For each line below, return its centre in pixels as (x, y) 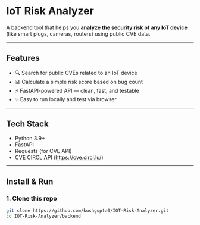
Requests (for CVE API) (43, 151)
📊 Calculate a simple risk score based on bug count (79, 82)
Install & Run (30, 181)
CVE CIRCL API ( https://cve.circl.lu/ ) (59, 157)
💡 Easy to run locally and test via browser (66, 99)
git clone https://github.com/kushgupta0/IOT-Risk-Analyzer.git (87, 211)
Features (23, 58)
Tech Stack (27, 124)
